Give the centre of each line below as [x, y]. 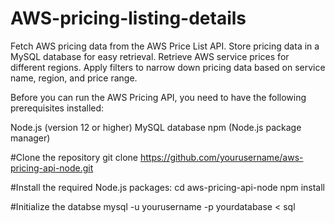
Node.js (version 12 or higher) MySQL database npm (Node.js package [156, 127]
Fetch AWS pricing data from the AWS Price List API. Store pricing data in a [165, 46]
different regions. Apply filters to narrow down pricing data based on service [168, 67]
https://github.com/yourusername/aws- [221, 157]
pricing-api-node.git [52, 168]
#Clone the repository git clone [74, 157]
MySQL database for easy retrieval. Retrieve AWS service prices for [150, 56]
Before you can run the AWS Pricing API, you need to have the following [158, 97]
